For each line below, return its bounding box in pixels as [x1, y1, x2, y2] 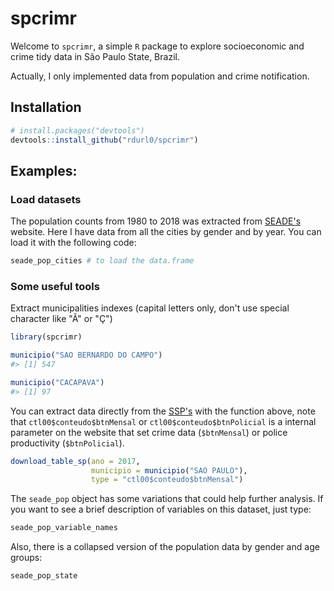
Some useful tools [10, 279, 100, 293]
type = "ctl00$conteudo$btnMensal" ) [90, 475, 244, 485]
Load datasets [10, 192, 82, 206]
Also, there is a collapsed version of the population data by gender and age [10, 541, 320, 553]
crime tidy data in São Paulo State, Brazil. [10, 50, 180, 62]
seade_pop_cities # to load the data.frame [10, 256, 195, 266]
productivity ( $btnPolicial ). [10, 437, 125, 449]
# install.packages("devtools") [10, 125, 145, 136]
